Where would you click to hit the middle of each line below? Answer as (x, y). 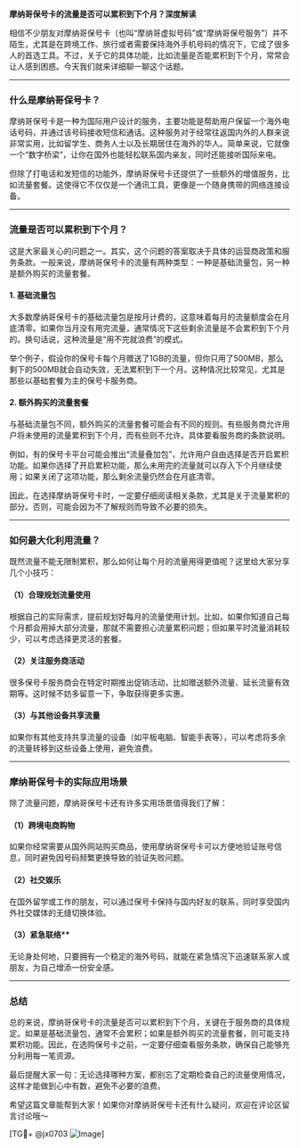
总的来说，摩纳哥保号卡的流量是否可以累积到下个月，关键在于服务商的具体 (145, 1022)
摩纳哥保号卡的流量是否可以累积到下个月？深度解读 (103, 14)
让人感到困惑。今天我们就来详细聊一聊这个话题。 (99, 67)
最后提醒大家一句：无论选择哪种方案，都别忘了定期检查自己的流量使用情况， (149, 1075)
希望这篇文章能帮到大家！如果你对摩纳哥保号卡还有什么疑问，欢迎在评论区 (145, 1105)
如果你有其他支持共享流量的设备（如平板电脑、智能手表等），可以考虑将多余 (148, 736)
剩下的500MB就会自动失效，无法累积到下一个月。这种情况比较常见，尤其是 (147, 369)
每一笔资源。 (56, 1056)
